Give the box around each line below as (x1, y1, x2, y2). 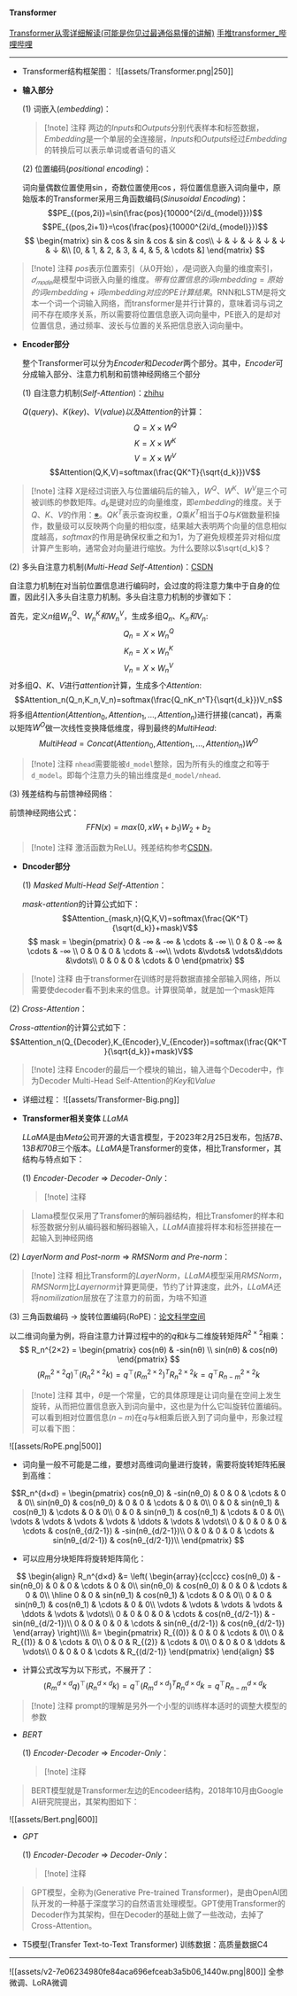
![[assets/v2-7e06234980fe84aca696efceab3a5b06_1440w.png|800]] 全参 (9, 1967, 285, 1977)
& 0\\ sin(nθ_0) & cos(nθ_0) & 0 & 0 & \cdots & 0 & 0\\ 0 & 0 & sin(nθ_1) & (17, 1497, 280, 1508)
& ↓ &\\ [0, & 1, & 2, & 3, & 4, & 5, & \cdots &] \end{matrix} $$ (45, 245, 265, 256)
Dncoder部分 (21, 860, 71, 872)
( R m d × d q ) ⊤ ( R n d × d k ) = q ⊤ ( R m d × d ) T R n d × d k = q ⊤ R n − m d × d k (42, 1679, 267, 1693)
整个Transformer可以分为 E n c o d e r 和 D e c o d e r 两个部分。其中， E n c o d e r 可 (21, 358, 284, 368)
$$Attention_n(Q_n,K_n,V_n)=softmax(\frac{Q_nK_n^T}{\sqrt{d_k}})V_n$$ (14, 694, 283, 704)
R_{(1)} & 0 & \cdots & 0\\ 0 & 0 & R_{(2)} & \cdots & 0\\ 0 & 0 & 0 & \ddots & (11, 1636, 286, 1647)
